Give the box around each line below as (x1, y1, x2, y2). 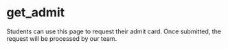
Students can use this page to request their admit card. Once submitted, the (6, 27, 221, 35)
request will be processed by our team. (6, 34, 117, 42)
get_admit (6, 5, 65, 20)
